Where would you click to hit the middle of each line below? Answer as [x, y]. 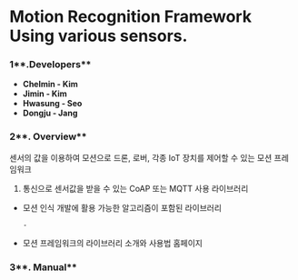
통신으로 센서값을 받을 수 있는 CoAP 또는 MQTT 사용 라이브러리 [135, 188]
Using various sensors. [99, 36]
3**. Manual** [43, 267]
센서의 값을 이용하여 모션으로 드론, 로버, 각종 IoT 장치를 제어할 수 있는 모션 [141, 157]
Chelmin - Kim [50, 85]
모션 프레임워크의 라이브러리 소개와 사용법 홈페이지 [112, 243]
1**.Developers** [50, 65]
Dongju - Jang [50, 113]
